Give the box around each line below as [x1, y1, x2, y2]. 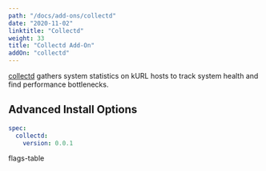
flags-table [8, 153, 45, 163]
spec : [8, 124, 26, 132]
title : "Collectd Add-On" [8, 42, 95, 50]
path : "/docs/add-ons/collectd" [8, 11, 116, 20]
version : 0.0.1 [22, 139, 74, 147]
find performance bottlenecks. [8, 79, 109, 89]
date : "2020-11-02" [8, 19, 74, 27]
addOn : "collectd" [8, 49, 70, 57]
